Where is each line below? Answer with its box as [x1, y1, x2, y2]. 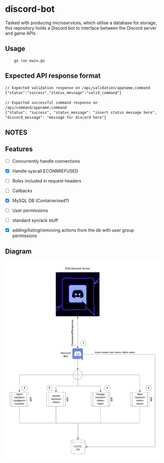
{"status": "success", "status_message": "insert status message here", [5, 110, 157, 115]
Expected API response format [5, 71, 101, 80]
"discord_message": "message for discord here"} [5, 115, 107, 120]
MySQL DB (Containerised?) [12, 198, 70, 204]
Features [5, 145, 33, 153]
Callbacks [12, 187, 33, 193]
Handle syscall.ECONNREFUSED [12, 168, 79, 174]
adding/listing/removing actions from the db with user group [12, 227, 134, 233]
